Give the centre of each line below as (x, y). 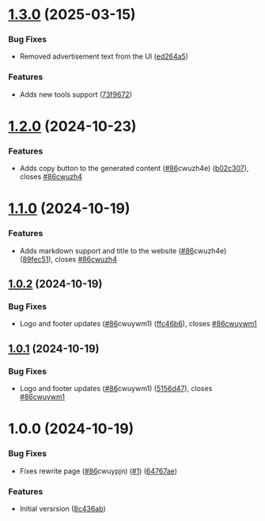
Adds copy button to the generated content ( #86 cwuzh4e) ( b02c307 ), (134, 169)
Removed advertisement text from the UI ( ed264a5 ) (104, 56)
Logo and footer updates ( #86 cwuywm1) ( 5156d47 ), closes (116, 389)
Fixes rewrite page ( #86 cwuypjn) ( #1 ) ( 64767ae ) (98, 471)
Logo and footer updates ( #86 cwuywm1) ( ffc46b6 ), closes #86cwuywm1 (138, 324)
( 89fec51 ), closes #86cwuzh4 (68, 259)
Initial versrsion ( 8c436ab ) (62, 508)
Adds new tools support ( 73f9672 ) (76, 94)
